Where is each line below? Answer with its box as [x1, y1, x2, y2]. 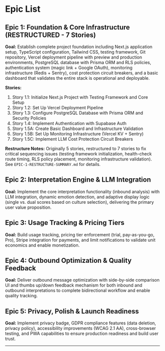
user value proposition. [5, 204, 52, 210]
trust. [5, 336, 16, 342]
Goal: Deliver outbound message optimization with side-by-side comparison [5, 277, 160, 283]
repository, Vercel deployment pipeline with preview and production [5, 54, 142, 60]
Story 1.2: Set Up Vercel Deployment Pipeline [12, 105, 104, 110]
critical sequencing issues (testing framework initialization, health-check [5, 151, 152, 157]
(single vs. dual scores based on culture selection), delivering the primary [5, 199, 154, 205]
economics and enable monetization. [5, 242, 80, 248]
